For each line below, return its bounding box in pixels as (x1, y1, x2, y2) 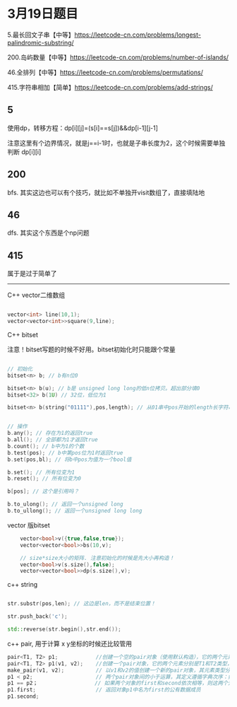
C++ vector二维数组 (7, 291, 66, 300)
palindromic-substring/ (7, 38, 74, 47)
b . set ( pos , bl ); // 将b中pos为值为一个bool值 (7, 456, 132, 463)
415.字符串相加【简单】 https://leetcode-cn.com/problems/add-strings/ (7, 83, 214, 91)
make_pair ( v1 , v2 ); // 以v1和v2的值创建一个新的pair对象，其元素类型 (7, 667, 226, 674)
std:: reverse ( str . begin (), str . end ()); (7, 626, 121, 633)
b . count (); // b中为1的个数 (7, 443, 85, 450)
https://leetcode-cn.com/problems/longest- (73, 30, 201, 39)
